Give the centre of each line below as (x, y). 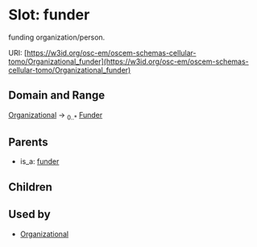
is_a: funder (39, 161)
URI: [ (18, 52)
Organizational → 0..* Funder (56, 116)
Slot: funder (49, 15)
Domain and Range (57, 96)
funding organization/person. (57, 37)
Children (30, 187)
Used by (29, 214)
